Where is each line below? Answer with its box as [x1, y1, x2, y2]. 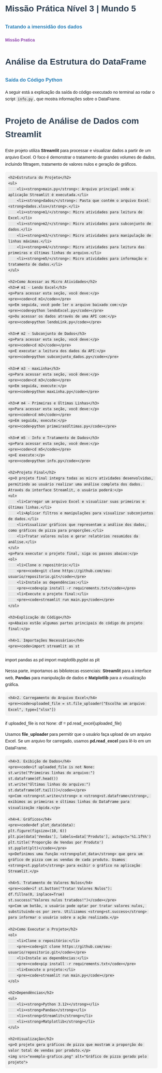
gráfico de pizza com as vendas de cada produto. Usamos [8, 857, 125, 862]
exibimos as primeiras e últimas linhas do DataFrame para [8, 799, 130, 804]
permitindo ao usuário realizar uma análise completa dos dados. [8, 482, 143, 486]
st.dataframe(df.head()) [8, 776, 59, 781]
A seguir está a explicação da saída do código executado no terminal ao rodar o [5, 89, 155, 95]
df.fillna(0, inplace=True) [8, 892, 65, 897]
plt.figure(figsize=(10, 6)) [8, 828, 67, 833]
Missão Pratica [5, 37, 35, 43]
